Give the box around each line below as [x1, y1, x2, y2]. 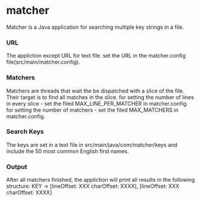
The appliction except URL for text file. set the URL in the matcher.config [6, 52, 186, 59]
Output [6, 163, 28, 171]
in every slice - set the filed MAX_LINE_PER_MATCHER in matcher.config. [6, 100, 188, 107]
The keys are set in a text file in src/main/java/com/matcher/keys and [6, 141, 178, 148]
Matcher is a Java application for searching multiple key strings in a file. [6, 23, 184, 31]
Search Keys [6, 127, 44, 136]
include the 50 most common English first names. [6, 148, 129, 155]
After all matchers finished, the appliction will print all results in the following [6, 176, 196, 184]
